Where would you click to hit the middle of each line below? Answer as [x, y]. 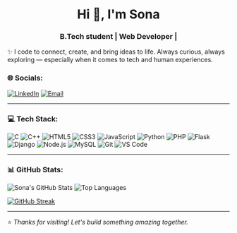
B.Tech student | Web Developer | [119, 37]
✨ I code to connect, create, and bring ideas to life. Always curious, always [116, 52]
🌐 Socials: [25, 78]
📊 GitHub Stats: [35, 170]
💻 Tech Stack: [33, 119]
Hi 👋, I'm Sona [119, 14]
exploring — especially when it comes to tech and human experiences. [110, 60]
